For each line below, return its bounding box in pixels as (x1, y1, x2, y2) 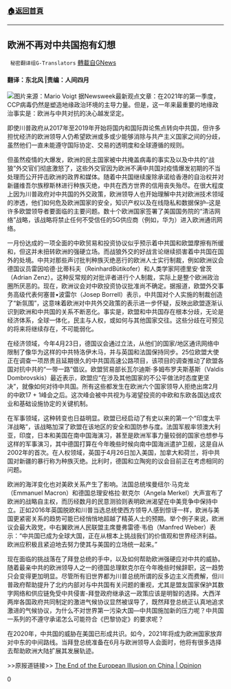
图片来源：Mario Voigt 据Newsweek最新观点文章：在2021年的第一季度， (14, 92, 220, 100)
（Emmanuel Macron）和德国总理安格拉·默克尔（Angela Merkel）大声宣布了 (7, 489, 223, 497)
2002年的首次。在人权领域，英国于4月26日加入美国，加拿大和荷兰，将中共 (7, 449, 221, 457)
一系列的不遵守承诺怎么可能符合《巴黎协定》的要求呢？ (7, 615, 164, 623)
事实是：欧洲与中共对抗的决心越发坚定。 (12, 109, 128, 117)
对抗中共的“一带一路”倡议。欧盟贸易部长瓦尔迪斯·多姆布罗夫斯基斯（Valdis (12, 365, 224, 374)
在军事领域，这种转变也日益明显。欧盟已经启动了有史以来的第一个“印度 (7, 414, 209, 422)
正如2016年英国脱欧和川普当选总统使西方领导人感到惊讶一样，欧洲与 (19, 506, 214, 515)
